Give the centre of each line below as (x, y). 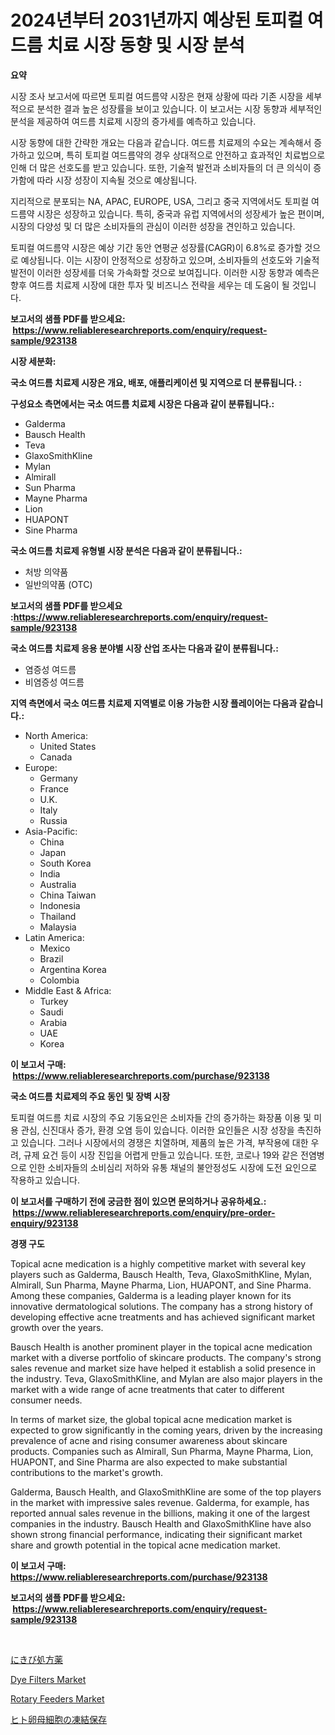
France (54, 788)
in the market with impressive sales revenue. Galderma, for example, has (160, 1502)
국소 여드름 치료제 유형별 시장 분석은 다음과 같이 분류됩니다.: (126, 550)
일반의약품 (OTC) (58, 584)
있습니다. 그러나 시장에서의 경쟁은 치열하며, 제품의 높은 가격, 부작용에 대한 (164, 1142)
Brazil (51, 958)
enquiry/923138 (44, 1223)
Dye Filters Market (48, 1679)
